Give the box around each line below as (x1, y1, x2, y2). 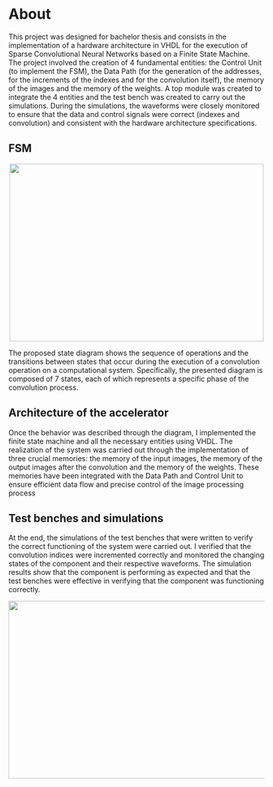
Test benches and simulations (8, 511, 164, 525)
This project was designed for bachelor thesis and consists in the (8, 32, 227, 41)
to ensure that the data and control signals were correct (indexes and (8, 109, 240, 119)
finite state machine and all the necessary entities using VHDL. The (8, 436, 233, 446)
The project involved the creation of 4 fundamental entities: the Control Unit (8, 58, 262, 67)
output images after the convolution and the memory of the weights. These (8, 462, 260, 472)
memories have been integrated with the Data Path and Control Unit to (8, 470, 244, 480)
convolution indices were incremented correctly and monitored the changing (8, 550, 265, 560)
